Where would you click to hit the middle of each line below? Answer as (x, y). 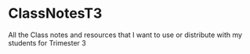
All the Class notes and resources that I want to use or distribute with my (125, 35)
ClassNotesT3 (55, 13)
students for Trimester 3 (47, 42)
